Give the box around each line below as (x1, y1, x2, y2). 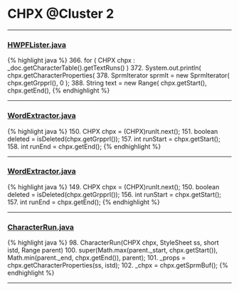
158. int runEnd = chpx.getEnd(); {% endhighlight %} (7, 142, 161, 151)
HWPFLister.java (7, 40, 66, 50)
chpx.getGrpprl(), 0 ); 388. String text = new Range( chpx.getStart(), (7, 79, 208, 88)
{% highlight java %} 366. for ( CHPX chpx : (7, 56, 135, 65)
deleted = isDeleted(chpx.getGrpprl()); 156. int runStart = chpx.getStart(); (7, 190, 222, 199)
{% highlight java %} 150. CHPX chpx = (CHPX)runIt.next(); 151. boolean (7, 127, 218, 135)
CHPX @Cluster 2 (7, 6, 115, 22)
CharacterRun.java (7, 222, 75, 232)
